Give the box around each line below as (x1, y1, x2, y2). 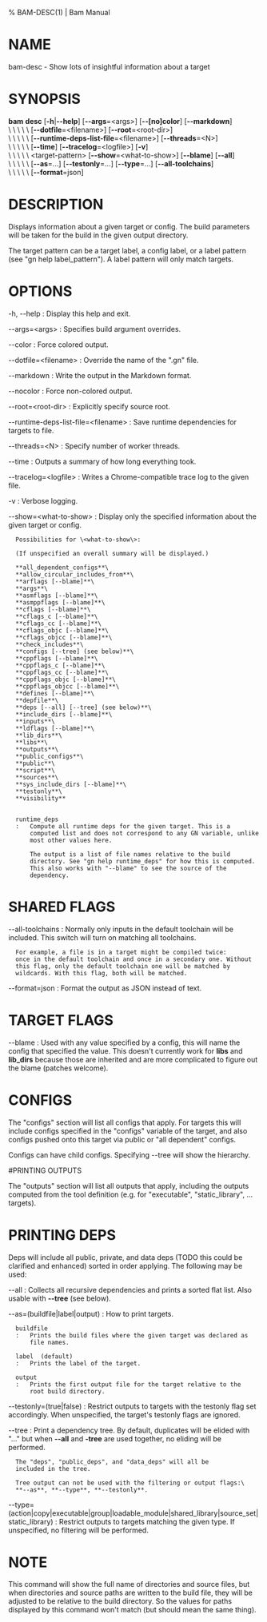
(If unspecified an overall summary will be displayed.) (15, 549, 209, 557)
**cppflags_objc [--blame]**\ (15, 676, 116, 683)
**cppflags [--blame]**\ (15, 654, 98, 663)
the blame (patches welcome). (8, 1063, 109, 1073)
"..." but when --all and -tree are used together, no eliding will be (8, 1433, 222, 1443)
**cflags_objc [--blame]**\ (15, 626, 110, 635)
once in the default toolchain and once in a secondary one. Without (15, 955, 252, 963)
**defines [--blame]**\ (15, 689, 94, 697)
